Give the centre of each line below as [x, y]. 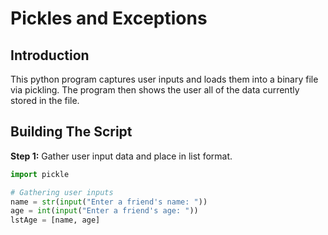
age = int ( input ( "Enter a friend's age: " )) [104, 211]
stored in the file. [45, 100]
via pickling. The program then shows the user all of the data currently [155, 90]
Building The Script [71, 132]
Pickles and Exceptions [109, 18]
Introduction [50, 55]
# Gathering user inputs [62, 192]
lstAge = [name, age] [55, 220]
